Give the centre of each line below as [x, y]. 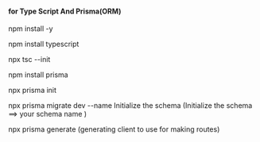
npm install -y [31, 29]
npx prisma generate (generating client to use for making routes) [114, 129]
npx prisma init [33, 90]
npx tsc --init [29, 59]
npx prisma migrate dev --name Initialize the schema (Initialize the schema [130, 106]
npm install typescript [44, 44]
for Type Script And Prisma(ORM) [65, 11]
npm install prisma [39, 75]
